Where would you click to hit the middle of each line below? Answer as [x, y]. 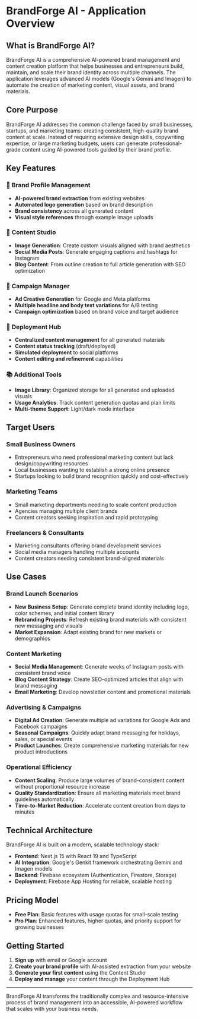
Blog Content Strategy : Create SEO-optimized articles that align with [99, 679]
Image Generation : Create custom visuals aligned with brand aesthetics [102, 245]
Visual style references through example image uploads [84, 217]
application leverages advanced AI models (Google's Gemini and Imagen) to [99, 79]
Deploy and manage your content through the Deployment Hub [92, 979]
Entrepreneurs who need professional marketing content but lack [94, 457]
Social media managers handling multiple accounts [77, 551]
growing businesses [39, 927]
